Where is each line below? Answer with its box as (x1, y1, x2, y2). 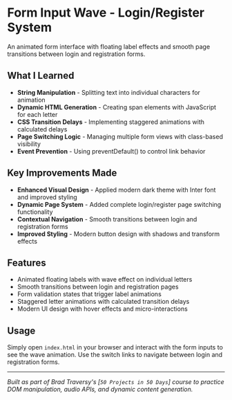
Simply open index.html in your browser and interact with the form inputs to (7, 343, 223, 352)
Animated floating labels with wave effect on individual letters (17, 275, 193, 284)
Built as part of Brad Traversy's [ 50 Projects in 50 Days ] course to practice (7, 378, 224, 386)
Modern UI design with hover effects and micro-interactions (17, 304, 188, 313)
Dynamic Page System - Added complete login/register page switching (17, 200, 222, 208)
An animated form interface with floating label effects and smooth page (7, 42, 211, 51)
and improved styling (17, 192, 77, 201)
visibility (17, 140, 41, 148)
